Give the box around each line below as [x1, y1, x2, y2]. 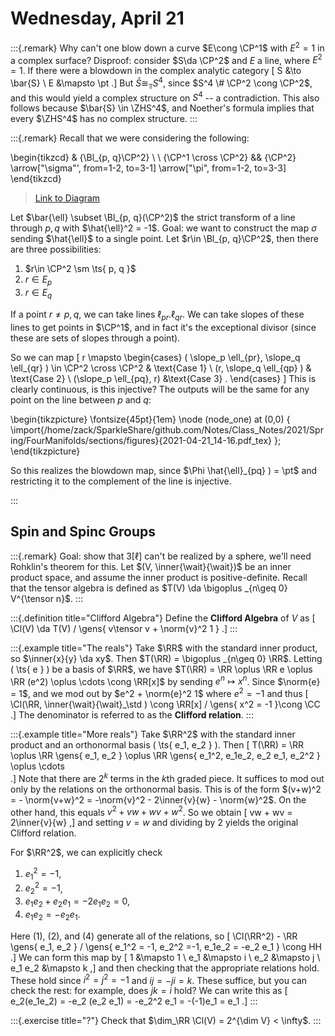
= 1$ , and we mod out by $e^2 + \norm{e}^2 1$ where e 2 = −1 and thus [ [10, 686, 309, 699]
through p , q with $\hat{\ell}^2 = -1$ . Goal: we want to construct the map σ [10, 222, 317, 234]
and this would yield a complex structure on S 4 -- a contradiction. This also [10, 90, 320, 104]
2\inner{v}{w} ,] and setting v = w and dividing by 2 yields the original [10, 817, 299, 829]
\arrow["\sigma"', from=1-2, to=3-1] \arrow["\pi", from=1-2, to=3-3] [10, 162, 287, 174]
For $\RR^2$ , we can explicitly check [10, 847, 163, 859]
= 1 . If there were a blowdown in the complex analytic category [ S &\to [10, 65, 302, 77]
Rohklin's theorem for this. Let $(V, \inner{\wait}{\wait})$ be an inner [10, 560, 292, 572]
